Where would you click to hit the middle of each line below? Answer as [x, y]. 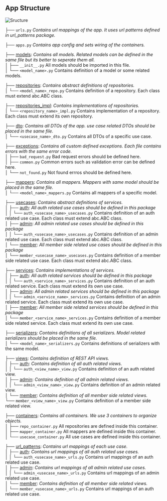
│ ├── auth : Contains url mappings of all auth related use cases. [72, 451]
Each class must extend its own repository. [49, 116]
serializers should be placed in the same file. [51, 338]
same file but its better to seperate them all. [50, 60]
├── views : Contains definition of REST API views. [57, 358]
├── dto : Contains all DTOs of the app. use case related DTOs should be [80, 125]
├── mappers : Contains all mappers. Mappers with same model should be [82, 182]
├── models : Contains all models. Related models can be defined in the [79, 54]
